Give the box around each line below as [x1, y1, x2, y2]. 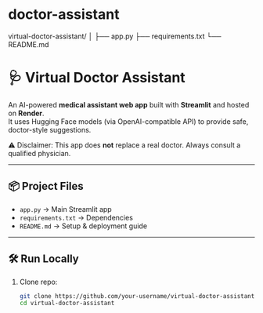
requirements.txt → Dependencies [19, 213, 133, 222]
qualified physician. [8, 148, 71, 158]
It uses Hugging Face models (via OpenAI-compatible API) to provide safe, [8, 116, 249, 126]
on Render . [8, 108, 45, 118]
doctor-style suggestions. [8, 125, 92, 134]
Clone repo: [19, 277, 58, 286]
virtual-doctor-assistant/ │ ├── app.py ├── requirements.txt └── [8, 31, 222, 41]
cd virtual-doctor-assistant [19, 300, 115, 308]
